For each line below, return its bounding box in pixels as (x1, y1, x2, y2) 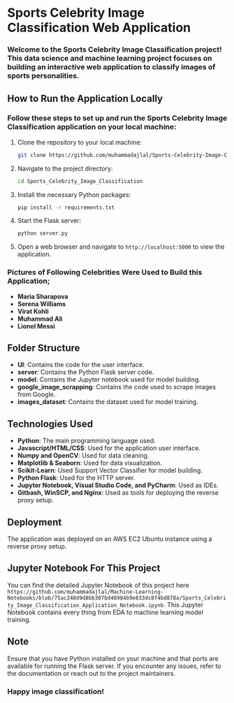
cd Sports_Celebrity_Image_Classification (17, 177, 143, 184)
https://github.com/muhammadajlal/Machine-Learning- (7, 588, 164, 595)
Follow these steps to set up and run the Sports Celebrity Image (7, 113, 228, 123)
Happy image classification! (7, 686, 105, 696)
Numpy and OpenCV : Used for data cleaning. (17, 451, 149, 460)
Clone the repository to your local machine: (17, 138, 142, 146)
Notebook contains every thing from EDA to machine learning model (7, 608, 204, 616)
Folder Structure (7, 342, 80, 354)
